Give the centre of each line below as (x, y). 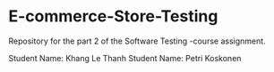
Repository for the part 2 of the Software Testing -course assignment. (137, 41)
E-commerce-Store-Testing (113, 16)
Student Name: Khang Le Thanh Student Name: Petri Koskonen (125, 58)
